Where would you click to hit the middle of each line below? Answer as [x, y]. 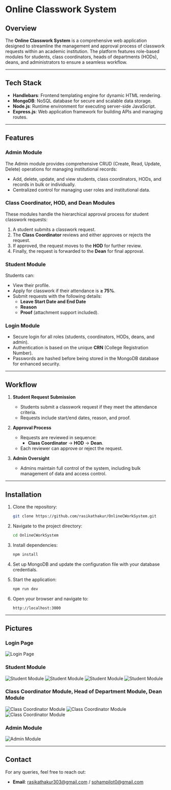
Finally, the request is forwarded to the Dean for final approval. [78, 251]
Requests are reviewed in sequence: [58, 438]
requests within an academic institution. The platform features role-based [82, 51]
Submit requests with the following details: [57, 296]
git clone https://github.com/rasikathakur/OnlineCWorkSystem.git [84, 516]
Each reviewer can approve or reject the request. [72, 448]
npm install [25, 554]
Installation [23, 495]
